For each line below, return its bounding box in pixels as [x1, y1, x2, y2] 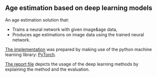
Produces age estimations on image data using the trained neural [12, 31, 144, 37]
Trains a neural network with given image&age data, [12, 26, 118, 32]
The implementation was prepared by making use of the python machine [5, 46, 152, 52]
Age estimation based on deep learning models [5, 4, 153, 12]
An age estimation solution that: [5, 17, 69, 23]
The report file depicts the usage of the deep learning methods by [5, 61, 139, 67]
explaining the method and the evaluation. [5, 66, 90, 72]
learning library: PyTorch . [5, 51, 56, 57]
